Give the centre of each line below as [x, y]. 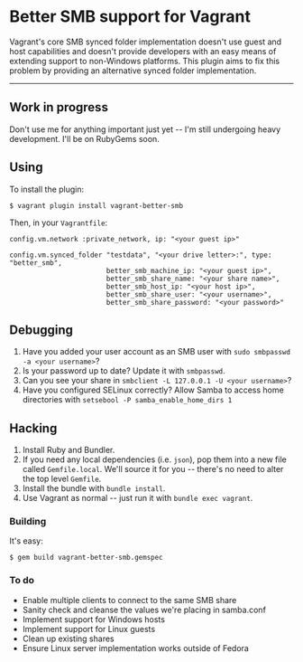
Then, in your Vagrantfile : [59, 222]
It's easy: [26, 541]
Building [28, 522]
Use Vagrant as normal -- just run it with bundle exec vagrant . [138, 498]
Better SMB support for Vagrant [130, 17]
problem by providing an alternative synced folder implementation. [133, 71]
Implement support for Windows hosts [93, 619]
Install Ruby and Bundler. [69, 450]
